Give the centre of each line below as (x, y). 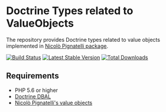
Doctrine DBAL (33, 96)
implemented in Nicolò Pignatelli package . (57, 46)
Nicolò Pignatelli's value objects (53, 103)
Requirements (32, 76)
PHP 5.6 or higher (36, 90)
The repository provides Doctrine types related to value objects (83, 39)
